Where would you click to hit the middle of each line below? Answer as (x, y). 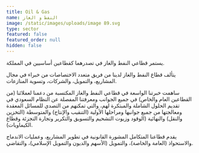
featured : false (27, 34)
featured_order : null (34, 40)
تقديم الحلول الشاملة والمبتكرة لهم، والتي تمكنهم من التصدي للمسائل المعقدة (93, 105)
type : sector (23, 29)
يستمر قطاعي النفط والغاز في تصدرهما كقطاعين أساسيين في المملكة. (86, 63)
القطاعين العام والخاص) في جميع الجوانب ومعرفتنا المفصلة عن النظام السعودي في (99, 99)
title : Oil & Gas (28, 12)
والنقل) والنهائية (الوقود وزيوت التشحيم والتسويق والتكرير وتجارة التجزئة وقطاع (94, 118)
